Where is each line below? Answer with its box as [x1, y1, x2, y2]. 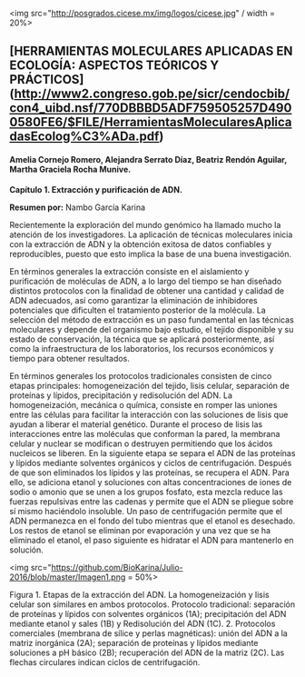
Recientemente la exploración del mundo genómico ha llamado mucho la [9, 219, 281, 230]
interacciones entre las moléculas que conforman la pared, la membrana [9, 428, 280, 439]
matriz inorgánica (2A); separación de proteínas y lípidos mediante [9, 637, 259, 648]
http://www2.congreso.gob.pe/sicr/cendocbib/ [14, 86, 290, 102]
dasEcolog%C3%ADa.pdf [9, 129, 160, 144]
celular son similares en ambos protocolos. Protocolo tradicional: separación [9, 599, 296, 610]
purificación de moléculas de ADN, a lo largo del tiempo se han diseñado [9, 275, 282, 286]
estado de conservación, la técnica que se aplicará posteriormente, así [9, 334, 275, 344]
